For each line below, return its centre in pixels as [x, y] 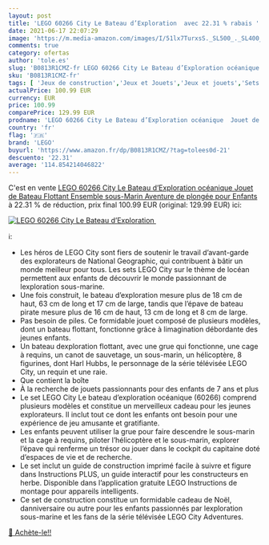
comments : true [34, 46]
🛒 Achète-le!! [30, 533]
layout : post [30, 16]
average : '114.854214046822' [57, 165]
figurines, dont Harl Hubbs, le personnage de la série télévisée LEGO [133, 364]
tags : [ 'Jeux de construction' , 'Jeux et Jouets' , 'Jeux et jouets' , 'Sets [134, 83]
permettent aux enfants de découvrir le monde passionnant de [123, 279]
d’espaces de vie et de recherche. [76, 458]
